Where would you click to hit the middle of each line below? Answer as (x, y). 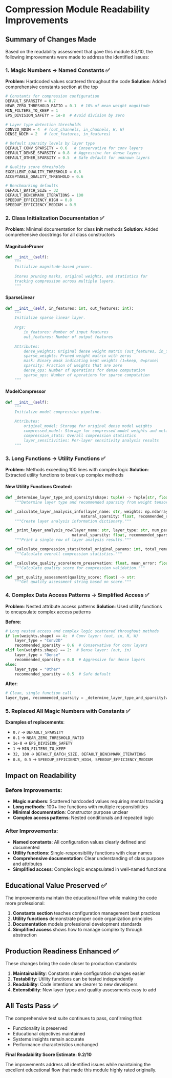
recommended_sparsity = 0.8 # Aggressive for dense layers (80, 660)
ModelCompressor (26, 391)
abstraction (25, 935)
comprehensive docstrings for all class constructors (60, 235)
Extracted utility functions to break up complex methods (64, 475)
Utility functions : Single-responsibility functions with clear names (82, 853)
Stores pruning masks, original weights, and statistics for (81, 276)
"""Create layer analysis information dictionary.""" (73, 521)
